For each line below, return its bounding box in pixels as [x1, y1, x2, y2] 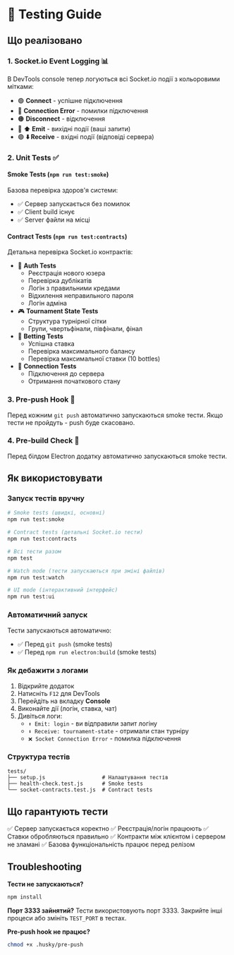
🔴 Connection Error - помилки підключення [17, 106, 149, 115]
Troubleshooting [7, 861, 82, 873]
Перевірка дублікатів [27, 277, 92, 285]
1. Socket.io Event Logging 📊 [7, 56, 109, 66]
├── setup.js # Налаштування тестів [7, 774, 169, 781]
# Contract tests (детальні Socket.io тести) [7, 529, 143, 536]
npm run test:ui [7, 593, 55, 601]
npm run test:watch [7, 574, 65, 581]
